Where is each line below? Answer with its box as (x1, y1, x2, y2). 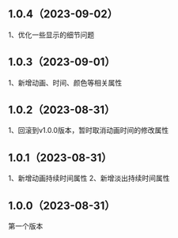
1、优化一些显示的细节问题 (8, 30, 95, 40)
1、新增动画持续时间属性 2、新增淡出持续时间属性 (8, 173, 170, 183)
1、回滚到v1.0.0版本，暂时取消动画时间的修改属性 (8, 126, 169, 135)
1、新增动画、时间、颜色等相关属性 (8, 77, 123, 87)
